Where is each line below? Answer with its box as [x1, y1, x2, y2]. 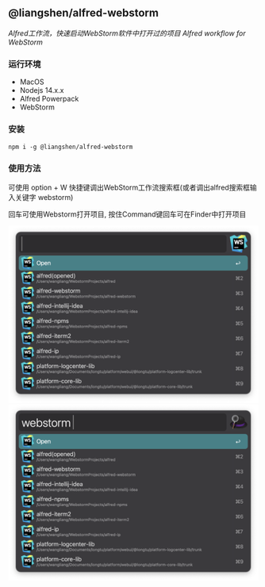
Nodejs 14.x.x [19, 86, 64, 95]
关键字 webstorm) [14, 192, 74, 201]
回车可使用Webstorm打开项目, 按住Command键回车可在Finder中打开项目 [8, 209, 247, 219]
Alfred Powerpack [19, 94, 79, 104]
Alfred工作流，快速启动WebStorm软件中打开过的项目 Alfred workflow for [8, 28, 246, 38]
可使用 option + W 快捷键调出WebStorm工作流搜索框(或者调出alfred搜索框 [8, 182, 251, 192]
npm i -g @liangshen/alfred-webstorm [8, 143, 133, 152]
